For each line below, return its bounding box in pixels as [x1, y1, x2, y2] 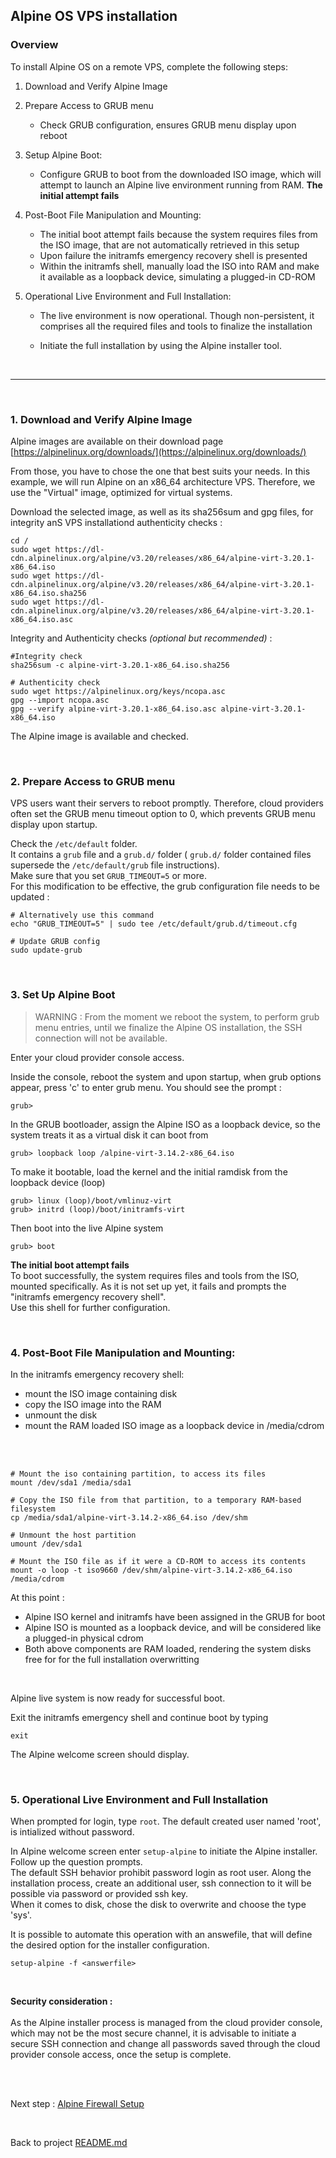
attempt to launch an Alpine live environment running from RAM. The [39, 179, 323, 191]
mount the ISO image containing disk [24, 1387, 178, 1399]
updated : [10, 891, 50, 903]
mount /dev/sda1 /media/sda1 [10, 1477, 132, 1488]
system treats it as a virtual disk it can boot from [10, 1129, 209, 1141]
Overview [10, 38, 59, 52]
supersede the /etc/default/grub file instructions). [10, 859, 220, 871]
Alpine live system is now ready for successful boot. [10, 1692, 226, 1704]
